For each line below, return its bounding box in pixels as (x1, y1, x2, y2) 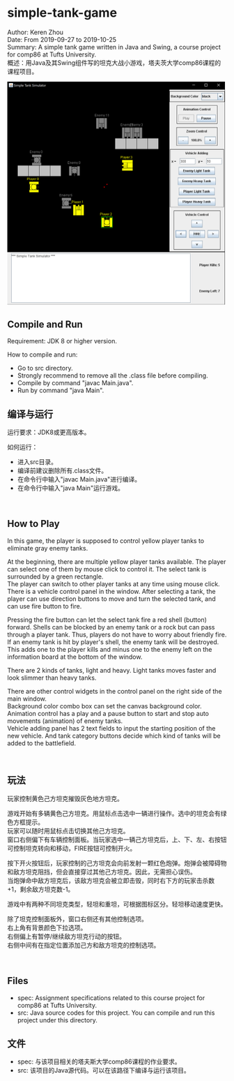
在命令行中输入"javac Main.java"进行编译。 (17, 475, 141, 484)
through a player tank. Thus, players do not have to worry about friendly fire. (7, 630, 227, 639)
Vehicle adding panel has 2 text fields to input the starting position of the (7, 724, 216, 732)
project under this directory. (17, 1015, 97, 1024)
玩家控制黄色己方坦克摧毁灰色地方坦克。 (7, 794, 123, 803)
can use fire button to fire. (7, 602, 82, 610)
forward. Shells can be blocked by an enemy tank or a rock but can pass (7, 622, 215, 631)
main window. (7, 694, 47, 703)
